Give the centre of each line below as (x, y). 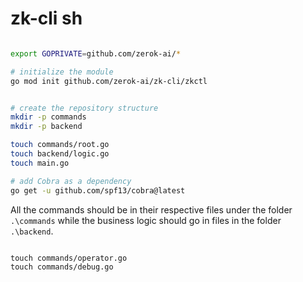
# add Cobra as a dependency (71, 181)
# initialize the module (62, 72)
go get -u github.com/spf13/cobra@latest (98, 190)
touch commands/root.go (60, 145)
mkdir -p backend (46, 127)
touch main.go (40, 163)
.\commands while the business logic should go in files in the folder (146, 220)
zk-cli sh (46, 18)
